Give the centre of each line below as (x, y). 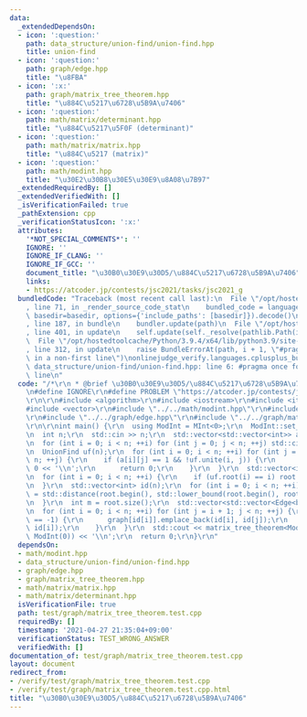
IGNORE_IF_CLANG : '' (65, 256)
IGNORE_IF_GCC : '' (61, 265)
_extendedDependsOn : (57, 27)
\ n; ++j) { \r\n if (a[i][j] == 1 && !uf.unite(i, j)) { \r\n (151, 460)
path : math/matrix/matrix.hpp (84, 145)
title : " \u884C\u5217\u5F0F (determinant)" (110, 129)
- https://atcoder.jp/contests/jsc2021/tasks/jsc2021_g (135, 290)
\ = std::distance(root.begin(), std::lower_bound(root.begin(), (153, 494)
